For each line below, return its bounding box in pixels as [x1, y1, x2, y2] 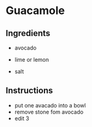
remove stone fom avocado [14, 108, 83, 115]
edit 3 [14, 114, 30, 122]
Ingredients [5, 28, 51, 38]
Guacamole [5, 4, 65, 18]
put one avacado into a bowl [14, 101, 86, 109]
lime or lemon [14, 56, 49, 63]
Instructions [5, 85, 53, 96]
